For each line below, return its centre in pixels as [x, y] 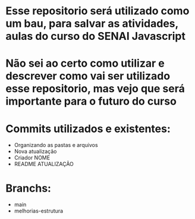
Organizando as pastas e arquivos [56, 145]
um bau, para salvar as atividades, [92, 24]
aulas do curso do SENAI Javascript [95, 36]
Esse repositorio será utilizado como [97, 11]
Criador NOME [32, 158]
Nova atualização [35, 151]
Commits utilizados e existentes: [88, 129]
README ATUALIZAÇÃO [44, 164]
